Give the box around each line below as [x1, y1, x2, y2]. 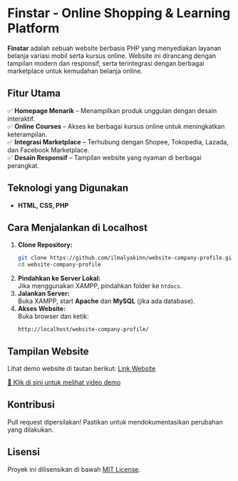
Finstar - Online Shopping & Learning [7, 5, 231, 21]
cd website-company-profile [17, 261, 101, 269]
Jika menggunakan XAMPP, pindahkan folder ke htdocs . [17, 282, 182, 290]
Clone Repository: [17, 241, 73, 249]
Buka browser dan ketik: [17, 312, 89, 321]
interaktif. [7, 114, 36, 123]
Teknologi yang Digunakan [7, 182, 129, 194]
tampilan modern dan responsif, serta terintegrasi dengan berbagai [7, 59, 205, 67]
